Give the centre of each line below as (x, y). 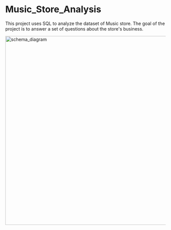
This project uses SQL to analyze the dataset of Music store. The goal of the (85, 23)
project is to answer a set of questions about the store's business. (74, 28)
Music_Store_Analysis (53, 9)
